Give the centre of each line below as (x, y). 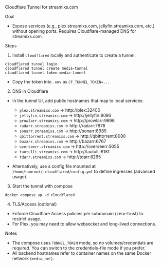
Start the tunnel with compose (42, 186)
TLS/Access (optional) (34, 204)
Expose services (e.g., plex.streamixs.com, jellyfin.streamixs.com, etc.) (83, 26)
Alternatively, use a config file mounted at (54, 166)
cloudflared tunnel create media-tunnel (47, 68)
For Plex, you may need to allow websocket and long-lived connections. (84, 224)
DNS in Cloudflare (30, 91)
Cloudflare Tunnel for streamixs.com (42, 7)
